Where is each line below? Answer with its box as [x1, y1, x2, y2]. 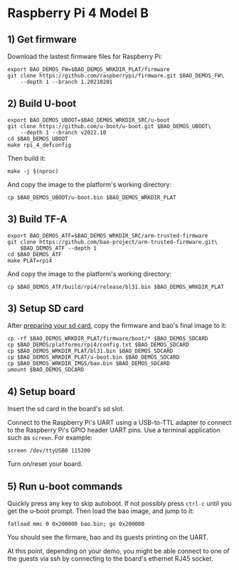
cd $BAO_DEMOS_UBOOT [7, 135, 69, 142]
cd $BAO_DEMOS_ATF [7, 250, 62, 258]
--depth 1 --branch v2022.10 [20, 129, 107, 136]
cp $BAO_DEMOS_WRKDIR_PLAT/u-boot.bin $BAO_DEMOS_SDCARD [7, 354, 180, 361]
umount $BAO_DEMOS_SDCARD [7, 366, 84, 374]
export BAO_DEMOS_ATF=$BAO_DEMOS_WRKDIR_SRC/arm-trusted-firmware [7, 232, 208, 239]
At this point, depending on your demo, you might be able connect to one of [7, 547, 230, 556]
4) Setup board [7, 386, 76, 398]
